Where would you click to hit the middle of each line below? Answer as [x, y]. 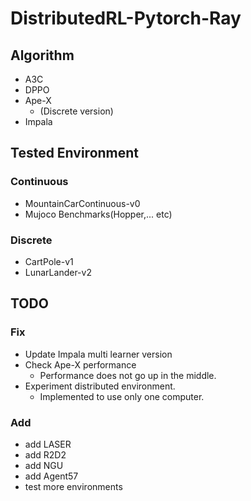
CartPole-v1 [49, 261]
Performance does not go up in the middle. [128, 375]
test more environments [73, 486]
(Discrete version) [76, 111]
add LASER [48, 444]
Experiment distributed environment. [100, 386]
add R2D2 [45, 454]
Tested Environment [75, 153]
